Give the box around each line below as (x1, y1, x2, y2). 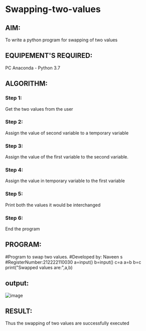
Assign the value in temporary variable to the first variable (5, 178, 125, 184)
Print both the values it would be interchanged (5, 202, 101, 208)
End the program (5, 225, 40, 232)
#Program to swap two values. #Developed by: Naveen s (5, 254, 123, 260)
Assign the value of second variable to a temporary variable (5, 130, 129, 136)
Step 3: (5, 142, 24, 149)
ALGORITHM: (5, 79, 48, 88)
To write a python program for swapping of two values (5, 37, 118, 43)
